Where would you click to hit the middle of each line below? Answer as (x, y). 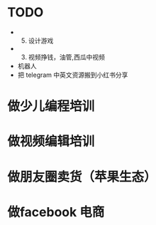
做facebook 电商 (56, 212)
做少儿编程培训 (51, 106)
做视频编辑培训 (51, 141)
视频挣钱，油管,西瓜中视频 (66, 57)
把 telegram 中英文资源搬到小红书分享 (73, 75)
